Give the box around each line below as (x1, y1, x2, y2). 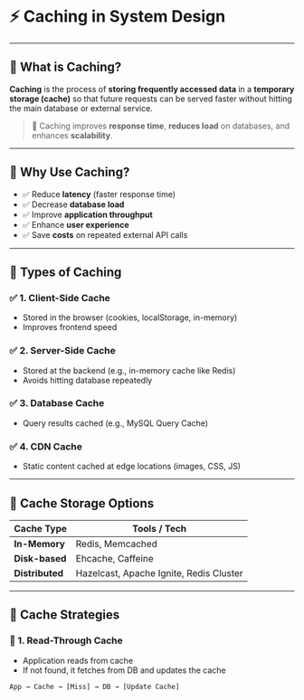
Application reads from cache (22, 655, 134, 666)
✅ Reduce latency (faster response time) (22, 188, 176, 199)
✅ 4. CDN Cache (9, 440, 83, 452)
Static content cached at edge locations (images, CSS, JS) (22, 461, 242, 472)
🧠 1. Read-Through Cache (9, 634, 124, 647)
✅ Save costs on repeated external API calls (22, 229, 188, 240)
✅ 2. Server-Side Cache (9, 345, 116, 357)
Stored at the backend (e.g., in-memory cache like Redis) (22, 364, 236, 375)
